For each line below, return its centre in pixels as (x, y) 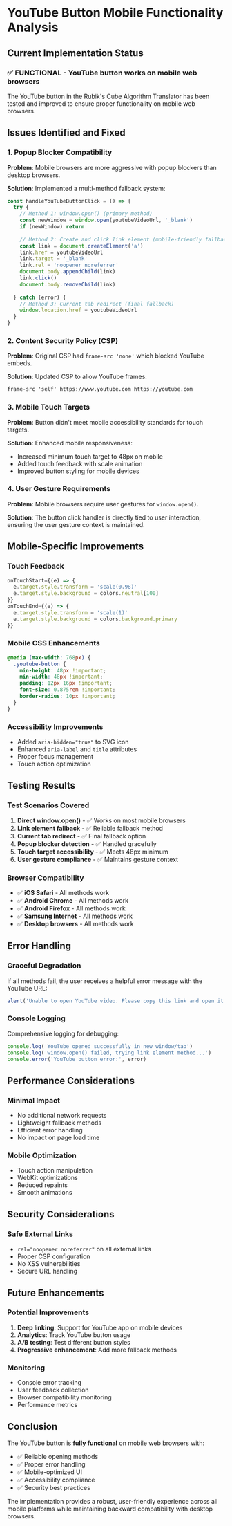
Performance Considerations (71, 1081)
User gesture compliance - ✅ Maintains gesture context (97, 859)
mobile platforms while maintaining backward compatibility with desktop (110, 1509)
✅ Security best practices (54, 1487)
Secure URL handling (47, 1271)
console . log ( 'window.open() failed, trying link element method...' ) (109, 1053)
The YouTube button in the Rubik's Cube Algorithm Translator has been (108, 96)
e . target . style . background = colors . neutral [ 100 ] (86, 594)
